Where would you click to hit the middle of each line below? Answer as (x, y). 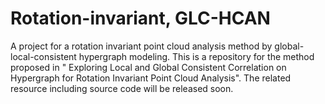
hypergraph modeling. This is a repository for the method (196, 56)
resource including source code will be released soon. (122, 88)
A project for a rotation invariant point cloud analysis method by (141, 46)
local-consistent (43, 56)
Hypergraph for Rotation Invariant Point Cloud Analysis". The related (151, 78)
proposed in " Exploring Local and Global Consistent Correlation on (148, 67)
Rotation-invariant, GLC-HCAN (140, 18)
